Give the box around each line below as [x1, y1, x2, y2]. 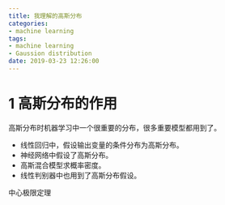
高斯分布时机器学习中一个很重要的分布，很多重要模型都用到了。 [8, 122, 221, 132]
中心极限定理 [8, 187, 51, 197]
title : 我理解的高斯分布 [8, 11, 83, 20]
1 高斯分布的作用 [8, 95, 117, 113]
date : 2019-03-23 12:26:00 [8, 58, 100, 66]
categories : [8, 19, 49, 28]
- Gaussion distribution [8, 49, 92, 58]
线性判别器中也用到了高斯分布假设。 [19, 170, 142, 180]
